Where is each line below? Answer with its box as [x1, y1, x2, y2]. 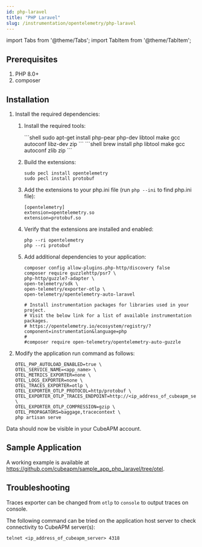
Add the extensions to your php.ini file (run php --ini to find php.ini [24, 186, 192, 193]
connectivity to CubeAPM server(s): [6, 523, 95, 531]
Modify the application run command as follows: [14, 350, 135, 357]
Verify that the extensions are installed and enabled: [24, 225, 154, 233]
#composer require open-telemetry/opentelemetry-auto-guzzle [24, 339, 181, 345]
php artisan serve [14, 414, 62, 420]
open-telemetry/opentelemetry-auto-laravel [24, 291, 136, 297]
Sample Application [6, 443, 82, 453]
